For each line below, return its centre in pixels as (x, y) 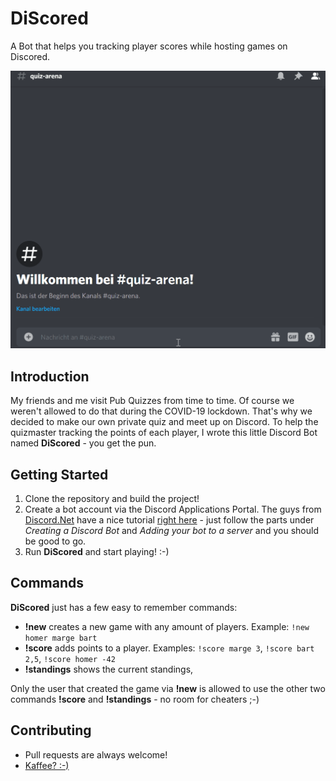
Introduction (50, 376)
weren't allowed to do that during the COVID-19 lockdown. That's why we (161, 411)
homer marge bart (61, 638)
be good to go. (55, 541)
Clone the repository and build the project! (112, 498)
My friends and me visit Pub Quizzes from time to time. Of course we (152, 401)
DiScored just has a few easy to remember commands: (124, 607)
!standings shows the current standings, (109, 669)
